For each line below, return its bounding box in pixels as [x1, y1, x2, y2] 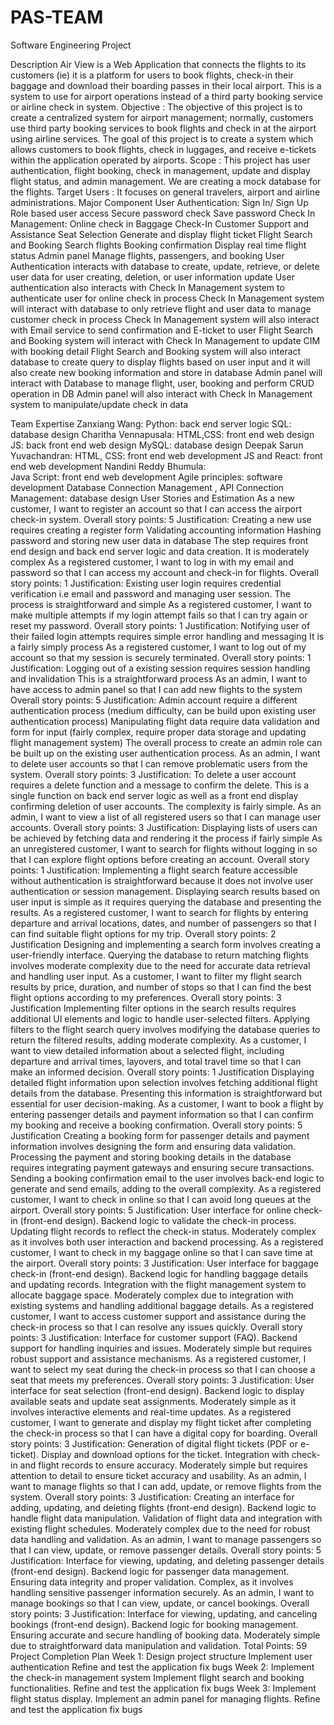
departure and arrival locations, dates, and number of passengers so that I [10, 917, 317, 929]
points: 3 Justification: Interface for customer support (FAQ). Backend [10, 1331, 298, 1343]
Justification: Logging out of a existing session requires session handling [10, 662, 311, 674]
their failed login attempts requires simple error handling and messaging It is [10, 630, 325, 642]
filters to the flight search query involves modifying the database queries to [10, 1023, 321, 1035]
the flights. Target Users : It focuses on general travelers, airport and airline [10, 186, 321, 198]
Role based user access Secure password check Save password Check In [10, 207, 316, 219]
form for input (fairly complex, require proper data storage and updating [10, 726, 307, 738]
